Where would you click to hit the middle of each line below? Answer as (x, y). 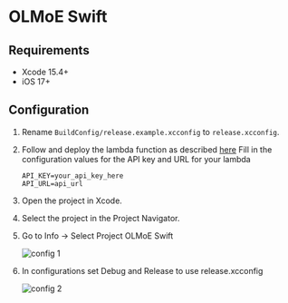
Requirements (49, 50)
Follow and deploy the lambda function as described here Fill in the (147, 149)
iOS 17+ (36, 82)
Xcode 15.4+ (45, 72)
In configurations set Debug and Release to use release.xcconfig (142, 270)
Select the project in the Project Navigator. (101, 218)
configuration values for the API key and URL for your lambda (136, 159)
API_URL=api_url (52, 183)
